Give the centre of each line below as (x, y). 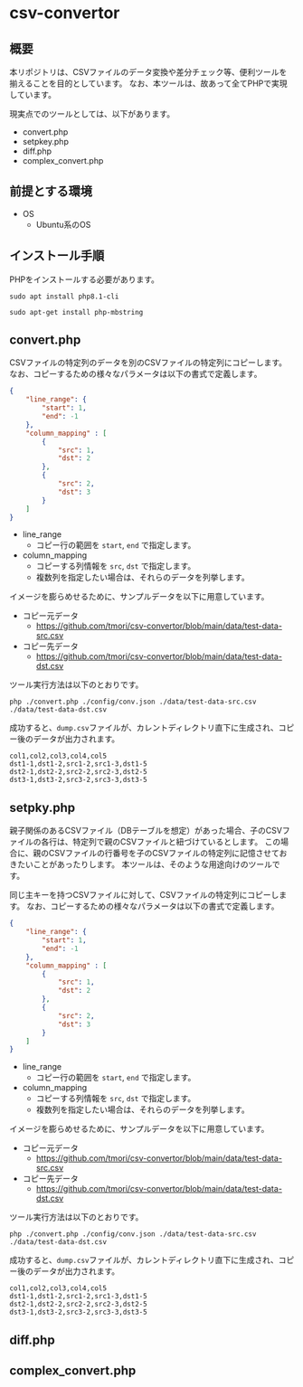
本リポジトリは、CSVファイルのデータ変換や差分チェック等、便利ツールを (148, 72)
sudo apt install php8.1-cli (64, 297)
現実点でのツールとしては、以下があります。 (92, 114)
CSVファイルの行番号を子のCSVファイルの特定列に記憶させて (164, 854)
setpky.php (42, 807)
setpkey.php (46, 142)
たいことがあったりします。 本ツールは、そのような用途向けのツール (145, 864)
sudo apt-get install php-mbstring (76, 312)
